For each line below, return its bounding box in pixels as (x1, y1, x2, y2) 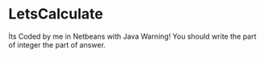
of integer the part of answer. (8, 39, 107, 49)
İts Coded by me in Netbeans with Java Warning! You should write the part (8, 31, 257, 41)
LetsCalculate (8, 5, 103, 23)
